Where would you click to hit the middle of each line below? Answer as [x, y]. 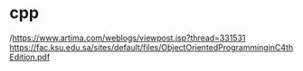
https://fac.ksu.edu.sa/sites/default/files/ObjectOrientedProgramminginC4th [151, 47]
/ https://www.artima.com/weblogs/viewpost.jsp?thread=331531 [128, 38]
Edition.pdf [30, 57]
